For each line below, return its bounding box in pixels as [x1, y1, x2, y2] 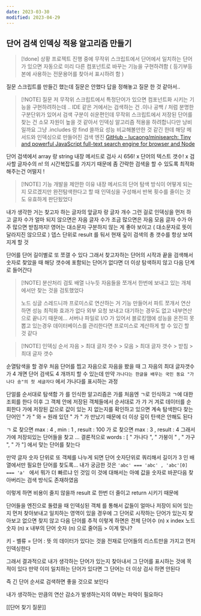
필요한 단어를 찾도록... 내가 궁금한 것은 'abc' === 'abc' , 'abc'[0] [26, 461, 188, 468]
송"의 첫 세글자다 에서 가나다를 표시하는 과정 [17, 378, 118, 385]
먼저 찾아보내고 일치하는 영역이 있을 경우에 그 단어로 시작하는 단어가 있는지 [12, 509, 187, 517]
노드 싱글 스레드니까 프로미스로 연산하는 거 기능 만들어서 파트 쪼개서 [20, 299, 180, 307]
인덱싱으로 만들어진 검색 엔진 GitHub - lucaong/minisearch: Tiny [37, 134, 191, 141]
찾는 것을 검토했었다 [37, 287, 84, 294]
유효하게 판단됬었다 [27, 196, 73, 203]
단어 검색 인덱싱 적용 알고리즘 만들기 [6, 38, 132, 48]
